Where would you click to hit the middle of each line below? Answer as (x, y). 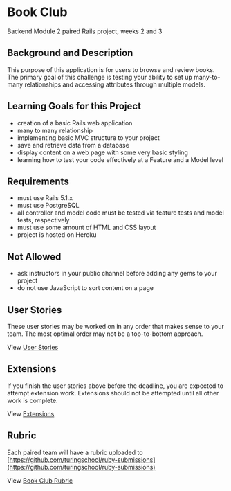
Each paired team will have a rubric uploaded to (75, 452)
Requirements (38, 181)
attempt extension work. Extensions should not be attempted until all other (113, 393)
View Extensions (31, 413)
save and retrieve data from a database (73, 145)
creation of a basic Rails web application (75, 123)
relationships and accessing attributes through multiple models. (115, 84)
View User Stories (33, 347)
